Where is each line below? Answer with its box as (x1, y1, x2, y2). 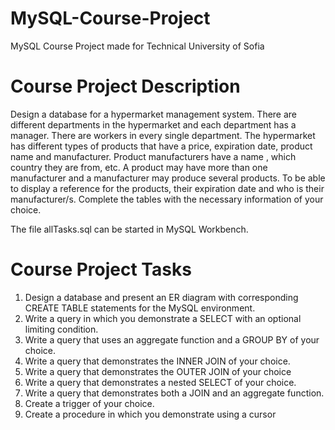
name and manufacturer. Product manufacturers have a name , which (10, 150, 297, 162)
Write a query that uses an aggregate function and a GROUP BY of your (24, 333, 320, 346)
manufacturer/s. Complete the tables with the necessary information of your (10, 193, 324, 205)
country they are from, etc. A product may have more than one (10, 161, 268, 173)
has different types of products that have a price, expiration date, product (10, 140, 313, 152)
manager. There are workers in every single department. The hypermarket (10, 129, 316, 141)
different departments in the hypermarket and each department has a (10, 118, 297, 131)
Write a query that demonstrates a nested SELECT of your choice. (24, 376, 297, 388)
